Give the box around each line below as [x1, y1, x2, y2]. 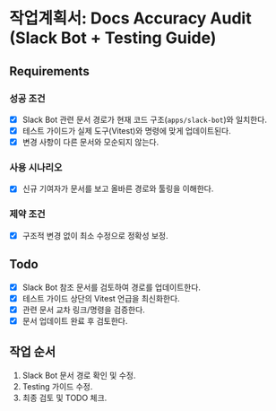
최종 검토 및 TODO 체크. [22, 392, 108, 403]
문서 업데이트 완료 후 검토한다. [22, 315, 128, 326]
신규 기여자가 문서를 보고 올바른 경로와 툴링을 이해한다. [22, 183, 214, 194]
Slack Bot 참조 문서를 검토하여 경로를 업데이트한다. [22, 282, 202, 293]
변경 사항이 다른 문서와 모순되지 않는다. [22, 136, 160, 147]
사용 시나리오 [9, 161, 63, 173]
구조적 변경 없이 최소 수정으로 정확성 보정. [22, 230, 168, 240]
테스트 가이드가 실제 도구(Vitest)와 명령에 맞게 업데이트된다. [22, 125, 231, 136]
